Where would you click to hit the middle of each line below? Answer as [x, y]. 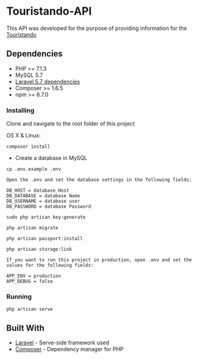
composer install [28, 147]
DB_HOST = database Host [38, 190]
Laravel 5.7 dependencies [48, 81]
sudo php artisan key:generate [46, 217]
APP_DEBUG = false [30, 281]
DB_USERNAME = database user [43, 201]
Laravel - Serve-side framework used [62, 343]
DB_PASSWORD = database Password [49, 207]
